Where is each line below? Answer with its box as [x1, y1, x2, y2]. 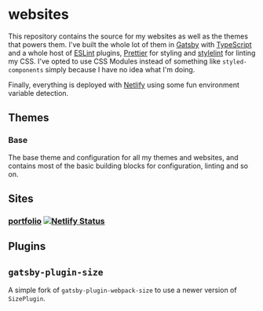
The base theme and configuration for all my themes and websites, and [8, 152, 239, 162]
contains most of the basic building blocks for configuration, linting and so [8, 161, 249, 170]
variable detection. [8, 88, 69, 97]
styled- [222, 57, 247, 66]
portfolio [8, 215, 42, 226]
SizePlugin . [8, 294, 46, 303]
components [8, 66, 44, 74]
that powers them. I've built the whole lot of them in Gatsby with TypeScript [8, 39, 253, 49]
